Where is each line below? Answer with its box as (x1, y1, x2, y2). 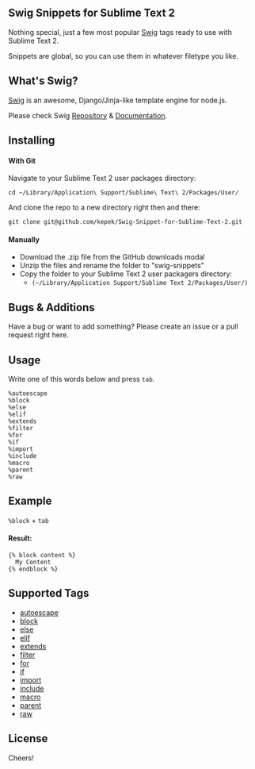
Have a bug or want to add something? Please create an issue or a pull (8, 321, 239, 332)
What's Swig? (8, 75, 78, 88)
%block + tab (8, 515, 49, 525)
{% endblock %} (8, 565, 59, 574)
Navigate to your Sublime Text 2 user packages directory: (8, 174, 196, 183)
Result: (8, 533, 32, 543)
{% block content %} (8, 552, 77, 559)
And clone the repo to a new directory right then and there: (8, 202, 200, 213)
